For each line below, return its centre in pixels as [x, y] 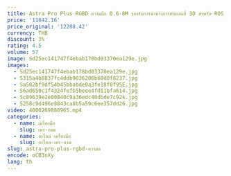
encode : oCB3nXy [31, 156]
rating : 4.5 [24, 46]
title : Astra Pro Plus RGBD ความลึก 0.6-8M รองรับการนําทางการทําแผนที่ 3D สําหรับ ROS [115, 14]
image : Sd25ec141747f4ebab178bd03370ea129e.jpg [77, 59]
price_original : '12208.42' [48, 26]
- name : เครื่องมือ [34, 123]
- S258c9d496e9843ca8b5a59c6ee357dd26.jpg [76, 104]
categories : [24, 116]
